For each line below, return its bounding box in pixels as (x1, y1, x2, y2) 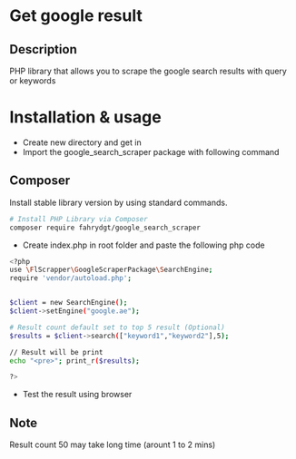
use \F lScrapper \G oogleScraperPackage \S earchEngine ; (9, 265, 213, 275)
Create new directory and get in (22, 137, 143, 148)
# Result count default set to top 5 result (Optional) (9, 323, 225, 332)
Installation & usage (9, 107, 162, 128)
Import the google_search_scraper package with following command (22, 146, 280, 157)
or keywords (9, 75, 56, 86)
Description (9, 42, 77, 57)
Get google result (9, 5, 143, 26)
